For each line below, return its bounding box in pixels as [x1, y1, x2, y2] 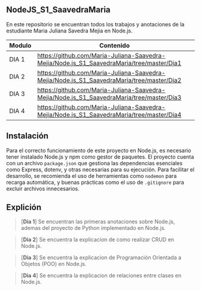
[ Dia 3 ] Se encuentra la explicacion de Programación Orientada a [20, 254, 181, 261]
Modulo [9, 41, 32, 50]
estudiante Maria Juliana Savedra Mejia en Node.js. [6, 27, 133, 34]
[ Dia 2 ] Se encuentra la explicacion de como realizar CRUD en [20, 236, 175, 243]
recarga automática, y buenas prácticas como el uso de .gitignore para [6, 178, 184, 186]
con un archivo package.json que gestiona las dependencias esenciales [6, 159, 183, 166]
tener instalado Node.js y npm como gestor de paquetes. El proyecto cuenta [6, 153, 194, 160]
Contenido [99, 41, 130, 50]
